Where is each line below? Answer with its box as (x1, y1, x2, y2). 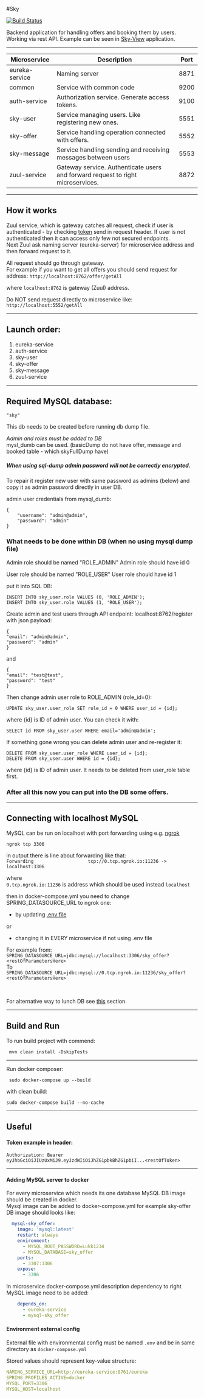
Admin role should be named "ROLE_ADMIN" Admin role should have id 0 (6, 558, 190, 566)
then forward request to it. (6, 247, 72, 255)
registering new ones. (56, 118, 118, 127)
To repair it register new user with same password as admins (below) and (6, 477, 190, 485)
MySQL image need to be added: (6, 1289, 89, 1296)
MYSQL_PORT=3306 (6, 1380, 47, 1386)
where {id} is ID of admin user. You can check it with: (6, 715, 139, 723)
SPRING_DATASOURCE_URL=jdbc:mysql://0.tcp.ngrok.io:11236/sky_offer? (6, 969, 186, 976)
